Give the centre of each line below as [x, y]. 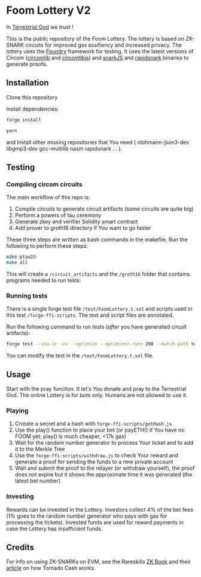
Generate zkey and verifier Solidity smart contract [76, 221]
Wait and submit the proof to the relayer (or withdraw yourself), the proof [105, 468]
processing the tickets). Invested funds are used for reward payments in [95, 522]
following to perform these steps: [47, 246]
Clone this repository [32, 97]
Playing [17, 411]
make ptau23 [21, 257]
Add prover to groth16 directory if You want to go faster [83, 228]
